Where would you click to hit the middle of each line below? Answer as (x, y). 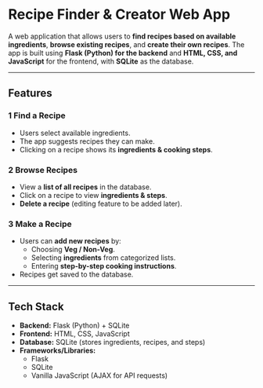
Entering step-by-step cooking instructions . (104, 266)
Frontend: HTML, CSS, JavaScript (75, 334)
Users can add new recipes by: (70, 241)
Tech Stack (36, 307)
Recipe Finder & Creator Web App (119, 15)
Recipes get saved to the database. (76, 275)
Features (30, 93)
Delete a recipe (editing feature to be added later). (101, 203)
